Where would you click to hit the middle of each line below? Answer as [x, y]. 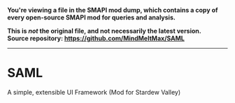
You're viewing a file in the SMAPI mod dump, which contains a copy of [113, 10]
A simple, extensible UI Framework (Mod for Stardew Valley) [94, 92]
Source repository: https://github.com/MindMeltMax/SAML [96, 38]
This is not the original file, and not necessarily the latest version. [104, 31]
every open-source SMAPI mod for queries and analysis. [92, 17]
